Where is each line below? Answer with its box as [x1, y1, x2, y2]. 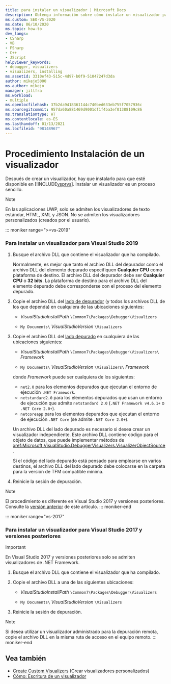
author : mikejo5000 [5, 79, 47, 84]
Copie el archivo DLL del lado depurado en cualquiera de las [12, 333, 139, 339]
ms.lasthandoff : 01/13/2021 [5, 121, 65, 126]
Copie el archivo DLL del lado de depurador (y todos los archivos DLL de [12, 298, 165, 304]
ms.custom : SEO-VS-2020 [5, 17, 56, 22]
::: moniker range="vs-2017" [5, 513, 65, 519]
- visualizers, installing [5, 69, 63, 74]
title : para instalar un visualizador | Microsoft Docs [5, 7, 126, 13]
